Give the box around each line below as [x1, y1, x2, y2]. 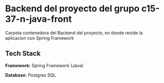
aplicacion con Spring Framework [5, 35, 74, 41]
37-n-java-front [5, 13, 72, 25]
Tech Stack [5, 49, 41, 58]
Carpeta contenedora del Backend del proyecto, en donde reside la [5, 30, 143, 36]
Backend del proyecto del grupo [5, 3, 140, 14]
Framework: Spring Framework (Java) [5, 62, 84, 68]
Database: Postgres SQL [5, 72, 56, 78]
